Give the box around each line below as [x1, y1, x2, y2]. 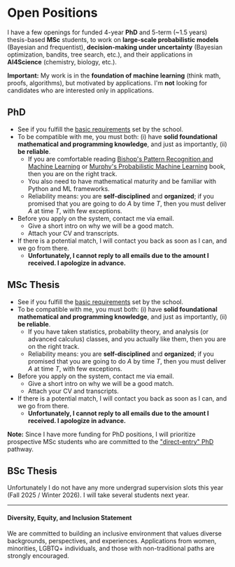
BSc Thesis [7, 465, 57, 477]
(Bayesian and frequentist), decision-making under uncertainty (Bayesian [7, 43, 223, 51]
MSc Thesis [7, 279, 60, 291]
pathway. [7, 445, 34, 453]
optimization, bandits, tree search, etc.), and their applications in [7, 50, 193, 59]
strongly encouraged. [7, 551, 70, 560]
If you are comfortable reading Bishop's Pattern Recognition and [27, 155, 213, 163]
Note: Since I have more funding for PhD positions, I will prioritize [7, 430, 196, 438]
